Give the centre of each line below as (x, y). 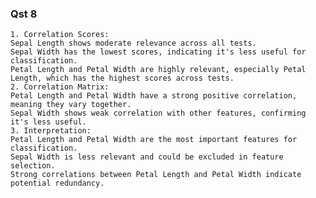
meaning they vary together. (71, 105)
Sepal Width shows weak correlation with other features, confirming (158, 113)
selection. (33, 166)
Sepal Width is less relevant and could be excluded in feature (147, 157)
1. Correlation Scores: (60, 35)
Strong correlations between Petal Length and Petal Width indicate (156, 175)
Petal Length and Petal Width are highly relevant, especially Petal (158, 70)
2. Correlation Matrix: (60, 87)
